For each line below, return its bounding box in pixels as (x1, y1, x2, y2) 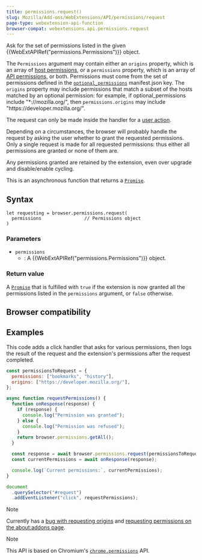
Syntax (6, 194, 34, 204)
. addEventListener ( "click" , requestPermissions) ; (11, 495, 138, 501)
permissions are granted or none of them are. (6, 147, 119, 154)
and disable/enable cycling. (6, 165, 75, 172)
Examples (6, 327, 44, 338)
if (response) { (17, 407, 58, 413)
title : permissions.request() (6, 8, 82, 15)
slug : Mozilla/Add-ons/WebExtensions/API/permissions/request (6, 14, 165, 20)
